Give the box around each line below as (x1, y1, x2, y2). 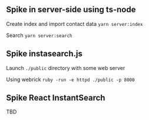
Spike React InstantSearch (6, 93, 105, 103)
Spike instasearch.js (6, 49, 82, 59)
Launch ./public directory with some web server (6, 64, 125, 71)
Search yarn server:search (6, 32, 72, 39)
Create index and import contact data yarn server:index (6, 20, 143, 27)
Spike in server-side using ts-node (6, 5, 136, 15)
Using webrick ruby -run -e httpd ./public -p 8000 (6, 76, 135, 83)
